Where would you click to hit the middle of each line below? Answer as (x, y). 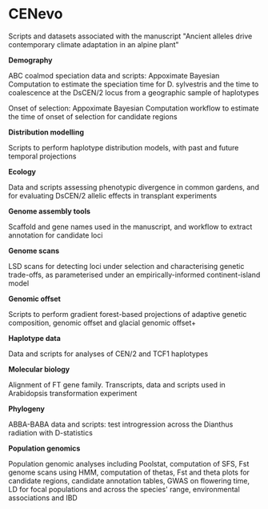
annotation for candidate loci (56, 235)
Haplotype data (35, 338)
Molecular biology (39, 369)
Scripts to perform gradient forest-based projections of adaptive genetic (128, 314)
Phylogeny (27, 408)
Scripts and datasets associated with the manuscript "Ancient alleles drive (130, 36)
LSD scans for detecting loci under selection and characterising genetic (126, 266)
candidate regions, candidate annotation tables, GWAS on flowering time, (129, 480)
